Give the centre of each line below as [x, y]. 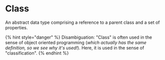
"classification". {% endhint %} [37, 53]
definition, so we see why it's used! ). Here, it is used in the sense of [75, 48]
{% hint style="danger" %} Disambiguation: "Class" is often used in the [79, 37]
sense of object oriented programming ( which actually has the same [76, 42]
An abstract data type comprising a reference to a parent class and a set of [82, 22]
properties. [16, 27]
